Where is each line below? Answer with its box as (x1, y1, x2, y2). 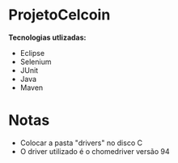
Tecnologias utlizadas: (8, 32, 87, 42)
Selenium (19, 57, 52, 66)
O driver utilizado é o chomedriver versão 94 (19, 146, 170, 156)
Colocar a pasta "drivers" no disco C (19, 138, 143, 148)
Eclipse (19, 48, 45, 58)
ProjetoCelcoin (8, 6, 111, 24)
